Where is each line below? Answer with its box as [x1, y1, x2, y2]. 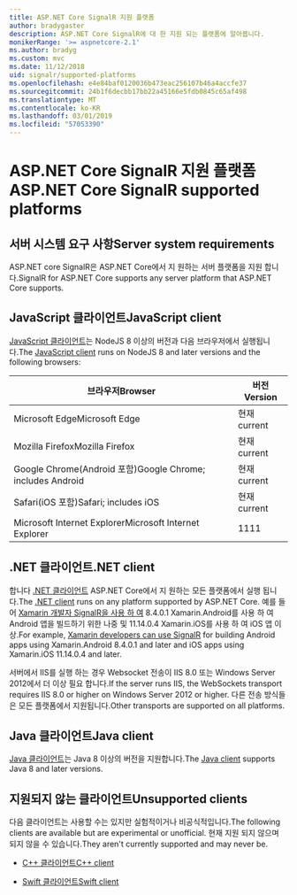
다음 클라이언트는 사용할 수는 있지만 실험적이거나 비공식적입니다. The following [9, 816, 281, 828]
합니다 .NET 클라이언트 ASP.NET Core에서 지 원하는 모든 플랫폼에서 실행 [9, 585, 261, 596]
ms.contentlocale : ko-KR [9, 104, 101, 112]
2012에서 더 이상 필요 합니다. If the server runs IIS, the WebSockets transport [9, 678, 283, 689]
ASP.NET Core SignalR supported [9, 181, 260, 200]
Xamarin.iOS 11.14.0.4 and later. [9, 648, 122, 660]
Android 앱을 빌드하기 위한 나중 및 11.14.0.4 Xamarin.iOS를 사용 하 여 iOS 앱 [9, 618, 272, 629]
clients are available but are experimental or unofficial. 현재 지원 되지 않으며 [9, 828, 280, 838]
